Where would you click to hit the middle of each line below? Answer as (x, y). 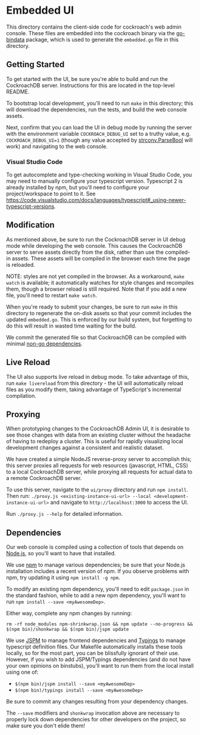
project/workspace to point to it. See (51, 194)
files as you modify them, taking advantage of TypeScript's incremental (94, 389)
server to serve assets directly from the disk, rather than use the (85, 252)
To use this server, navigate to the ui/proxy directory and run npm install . (97, 490)
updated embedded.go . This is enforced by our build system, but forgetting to (99, 319)
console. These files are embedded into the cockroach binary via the (90, 33)
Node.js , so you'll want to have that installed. (61, 553)
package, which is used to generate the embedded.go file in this (102, 39)
